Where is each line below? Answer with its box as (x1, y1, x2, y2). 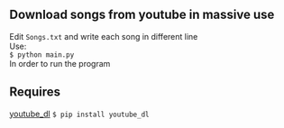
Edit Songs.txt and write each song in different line (9, 31, 198, 41)
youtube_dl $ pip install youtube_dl (9, 108, 150, 119)
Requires (9, 85, 61, 100)
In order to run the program (9, 58, 111, 69)
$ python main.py (9, 50, 75, 59)
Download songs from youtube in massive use (9, 7, 275, 23)
